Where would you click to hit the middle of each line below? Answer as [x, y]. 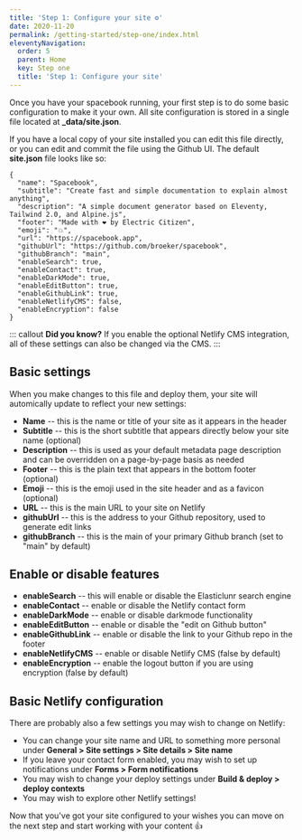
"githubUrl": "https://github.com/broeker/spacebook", [123, 246]
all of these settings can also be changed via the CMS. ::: [115, 344]
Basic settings [50, 372]
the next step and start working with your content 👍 [106, 826]
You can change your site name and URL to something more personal [151, 741]
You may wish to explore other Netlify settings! [109, 798]
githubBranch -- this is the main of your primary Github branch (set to [153, 536]
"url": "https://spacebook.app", [80, 238]
